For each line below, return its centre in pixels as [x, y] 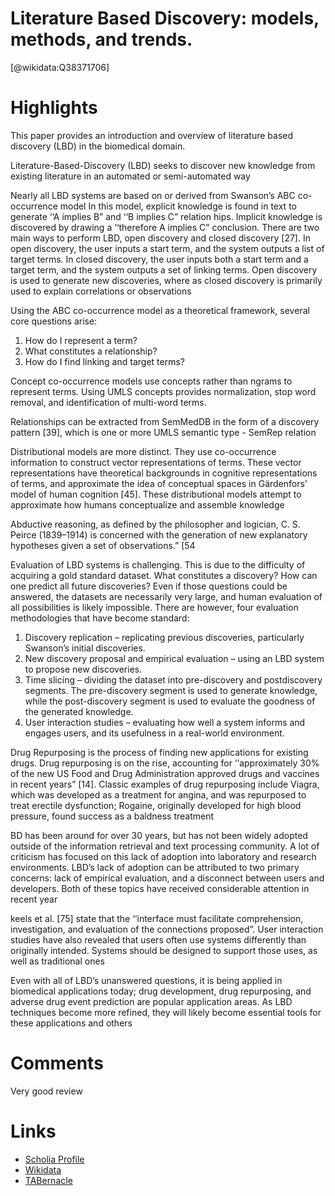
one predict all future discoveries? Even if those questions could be [149, 586]
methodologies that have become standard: [100, 618]
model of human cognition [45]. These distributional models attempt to [156, 494]
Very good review [46, 1091]
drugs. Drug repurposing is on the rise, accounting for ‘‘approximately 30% [165, 763]
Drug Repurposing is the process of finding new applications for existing [159, 752]
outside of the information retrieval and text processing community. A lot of [165, 846]
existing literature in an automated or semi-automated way [130, 176]
